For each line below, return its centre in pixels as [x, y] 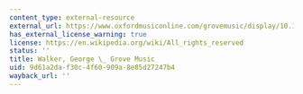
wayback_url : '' [40, 76]
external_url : [36, 26]
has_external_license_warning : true [78, 34]
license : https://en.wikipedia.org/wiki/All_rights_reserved [127, 43]
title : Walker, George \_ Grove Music [82, 59]
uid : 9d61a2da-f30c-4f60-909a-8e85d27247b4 [92, 68]
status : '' [30, 51]
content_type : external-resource [72, 17]
